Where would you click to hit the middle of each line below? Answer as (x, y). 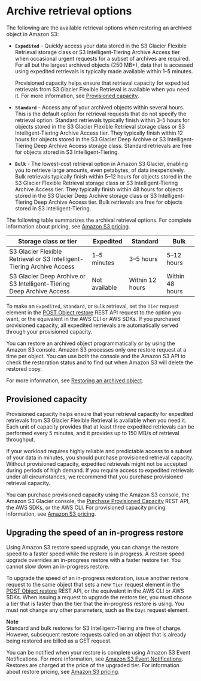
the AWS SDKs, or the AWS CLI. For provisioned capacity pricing (86, 507)
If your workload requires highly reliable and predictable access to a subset (99, 451)
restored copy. (24, 368)
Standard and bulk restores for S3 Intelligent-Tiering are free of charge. (94, 628)
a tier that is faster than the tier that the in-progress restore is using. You (95, 603)
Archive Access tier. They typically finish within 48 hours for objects (99, 189)
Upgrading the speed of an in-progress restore (95, 533)
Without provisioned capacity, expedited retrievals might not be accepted (97, 463)
